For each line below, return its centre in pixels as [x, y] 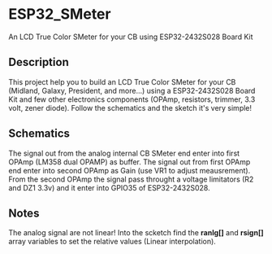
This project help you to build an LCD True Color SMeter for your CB [122, 81]
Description [39, 62]
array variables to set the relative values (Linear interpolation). [112, 242]
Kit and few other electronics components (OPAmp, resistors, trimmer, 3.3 [132, 99]
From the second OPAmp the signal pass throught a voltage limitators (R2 [131, 179]
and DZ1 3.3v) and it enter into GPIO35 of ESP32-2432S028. [109, 187]
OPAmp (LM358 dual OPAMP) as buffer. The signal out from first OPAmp [130, 162]
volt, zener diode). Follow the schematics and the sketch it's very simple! [130, 107]
